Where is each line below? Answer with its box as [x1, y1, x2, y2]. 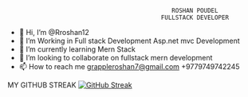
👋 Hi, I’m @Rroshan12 [18, 28, 89, 37]
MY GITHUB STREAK [7, 80, 77, 90]
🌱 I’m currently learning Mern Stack [18, 45, 136, 54]
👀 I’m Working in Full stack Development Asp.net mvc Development [18, 36, 240, 45]
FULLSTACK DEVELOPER [160, 14, 229, 21]
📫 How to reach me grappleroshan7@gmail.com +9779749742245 [18, 62, 240, 71]
